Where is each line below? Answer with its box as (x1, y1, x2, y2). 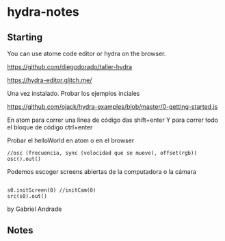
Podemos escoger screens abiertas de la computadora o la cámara (7, 168, 197, 175)
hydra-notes (7, 4, 80, 20)
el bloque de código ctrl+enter (7, 123, 93, 131)
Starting (7, 31, 43, 43)
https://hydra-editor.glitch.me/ (7, 76, 92, 84)
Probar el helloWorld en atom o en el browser (7, 136, 135, 144)
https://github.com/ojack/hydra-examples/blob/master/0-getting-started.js (7, 103, 218, 110)
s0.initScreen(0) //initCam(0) (7, 187, 96, 194)
